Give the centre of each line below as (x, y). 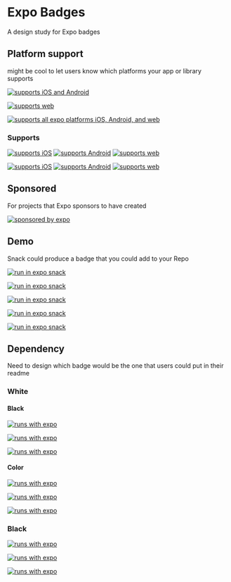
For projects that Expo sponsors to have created (77, 206)
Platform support (45, 54)
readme (19, 373)
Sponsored (32, 188)
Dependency (36, 349)
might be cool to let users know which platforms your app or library (105, 70)
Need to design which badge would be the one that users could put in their (115, 366)
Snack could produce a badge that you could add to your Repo (98, 259)
